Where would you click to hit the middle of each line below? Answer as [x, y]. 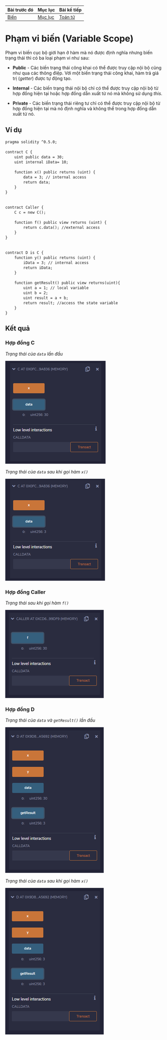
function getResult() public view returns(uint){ [67, 283]
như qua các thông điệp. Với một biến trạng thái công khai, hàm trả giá [86, 73]
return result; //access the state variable [71, 303]
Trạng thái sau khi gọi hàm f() [37, 603]
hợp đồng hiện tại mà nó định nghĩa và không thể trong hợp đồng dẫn [85, 109]
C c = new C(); [30, 212]
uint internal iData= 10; [41, 162]
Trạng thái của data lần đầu [34, 354]
